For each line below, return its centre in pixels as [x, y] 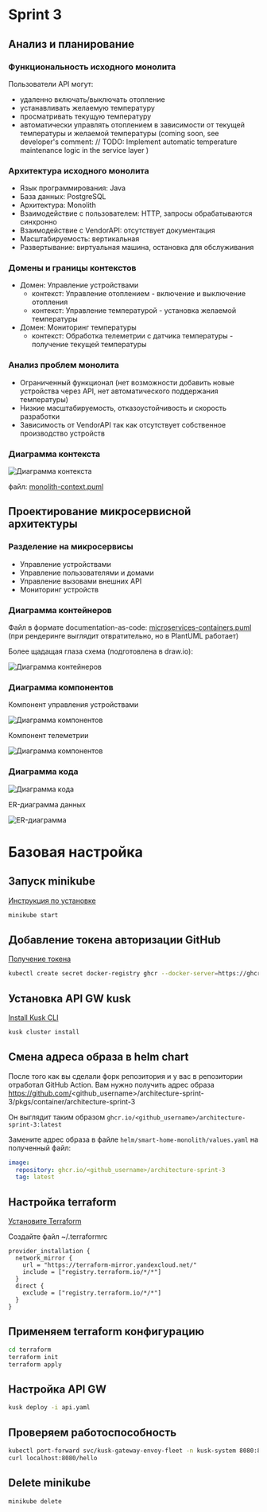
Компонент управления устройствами [74, 705]
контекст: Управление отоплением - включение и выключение [139, 294]
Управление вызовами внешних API [81, 581]
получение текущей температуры [89, 345]
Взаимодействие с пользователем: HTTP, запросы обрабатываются [136, 213]
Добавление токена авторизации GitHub [114, 940]
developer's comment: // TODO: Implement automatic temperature [128, 142]
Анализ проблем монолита [64, 365]
